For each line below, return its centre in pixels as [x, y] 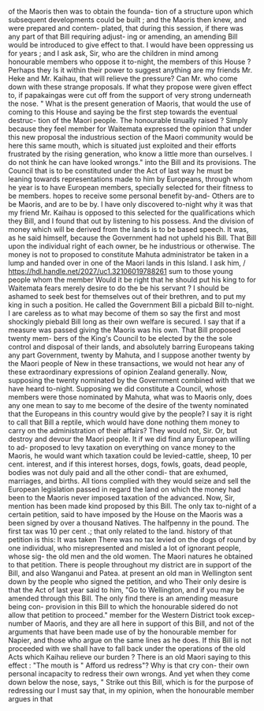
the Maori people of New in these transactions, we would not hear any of [126, 363]
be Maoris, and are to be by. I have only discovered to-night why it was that [131, 204]
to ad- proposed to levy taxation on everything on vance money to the [122, 447]
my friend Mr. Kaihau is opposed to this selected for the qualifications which [132, 213]
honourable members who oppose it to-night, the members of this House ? [130, 62]
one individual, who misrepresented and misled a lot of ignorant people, [125, 548]
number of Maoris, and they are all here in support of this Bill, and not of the [131, 623]
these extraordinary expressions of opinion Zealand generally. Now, [118, 372]
